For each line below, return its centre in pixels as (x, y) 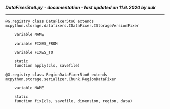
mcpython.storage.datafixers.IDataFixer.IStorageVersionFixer (72, 26)
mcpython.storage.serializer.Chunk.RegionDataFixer (61, 79)
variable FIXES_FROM (36, 44)
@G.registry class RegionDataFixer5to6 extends (56, 75)
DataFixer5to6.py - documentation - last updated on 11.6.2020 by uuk (80, 7)
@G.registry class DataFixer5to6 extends (50, 21)
